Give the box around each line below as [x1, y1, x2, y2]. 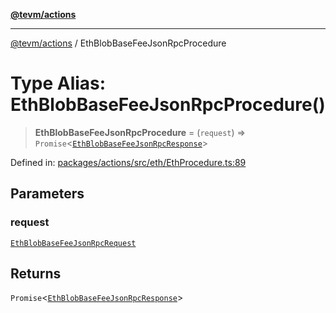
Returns [10, 265, 62, 283]
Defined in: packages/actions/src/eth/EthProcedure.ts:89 [10, 156, 247, 168]
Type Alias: [10, 72, 107, 95]
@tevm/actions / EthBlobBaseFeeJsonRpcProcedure [10, 37, 227, 49]
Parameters [10, 185, 85, 203]
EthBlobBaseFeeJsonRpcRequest [10, 238, 137, 248]
